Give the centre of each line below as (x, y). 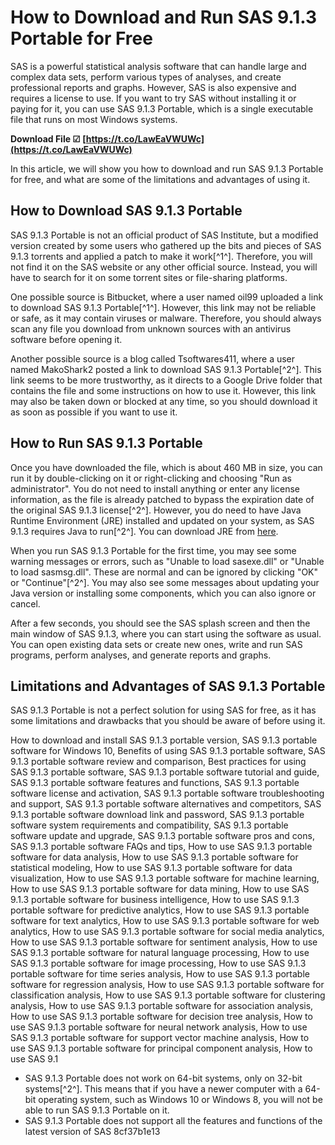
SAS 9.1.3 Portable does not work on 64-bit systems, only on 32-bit (163, 1078)
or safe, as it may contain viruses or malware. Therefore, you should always (166, 318)
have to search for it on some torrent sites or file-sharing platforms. (149, 277)
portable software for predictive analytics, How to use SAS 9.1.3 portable (160, 910)
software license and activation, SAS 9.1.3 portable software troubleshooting (167, 793)
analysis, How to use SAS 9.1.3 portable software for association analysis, (162, 1006)
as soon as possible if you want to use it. (94, 412)
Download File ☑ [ (48, 138)
